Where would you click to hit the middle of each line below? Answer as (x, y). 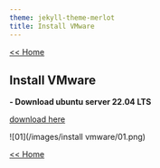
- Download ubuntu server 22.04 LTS (80, 102)
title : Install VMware (52, 26)
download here (38, 119)
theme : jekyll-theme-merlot (62, 18)
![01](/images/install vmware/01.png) (78, 137)
